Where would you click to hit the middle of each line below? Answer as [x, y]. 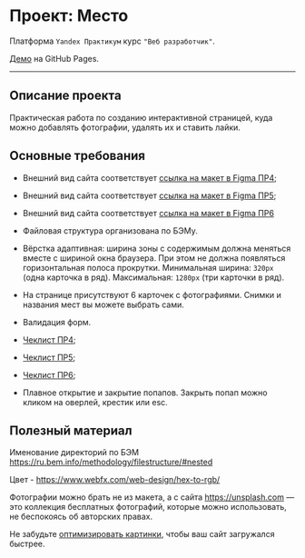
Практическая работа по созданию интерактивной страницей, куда [141, 117]
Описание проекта [65, 96]
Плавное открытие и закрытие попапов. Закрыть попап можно [145, 393]
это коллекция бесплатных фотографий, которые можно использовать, [148, 507]
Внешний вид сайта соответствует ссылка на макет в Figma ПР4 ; [149, 177]
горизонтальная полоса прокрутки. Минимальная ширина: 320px [148, 267]
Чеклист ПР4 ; [49, 339]
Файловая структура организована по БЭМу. [110, 230]
